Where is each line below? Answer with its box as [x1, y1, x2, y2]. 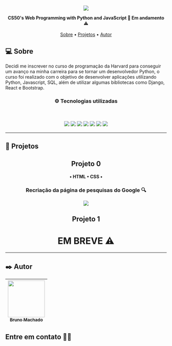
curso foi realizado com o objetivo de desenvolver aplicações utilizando [5, 74, 157, 80]
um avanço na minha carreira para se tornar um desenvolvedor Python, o [5, 68, 160, 75]
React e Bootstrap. [5, 85, 45, 91]
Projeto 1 [72, 215, 100, 223]
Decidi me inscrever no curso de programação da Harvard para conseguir [5, 63, 161, 70]
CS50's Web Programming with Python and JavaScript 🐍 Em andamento [7, 14, 165, 21]
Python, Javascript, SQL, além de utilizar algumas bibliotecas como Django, [5, 79, 165, 85]
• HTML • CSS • [69, 174, 103, 180]
